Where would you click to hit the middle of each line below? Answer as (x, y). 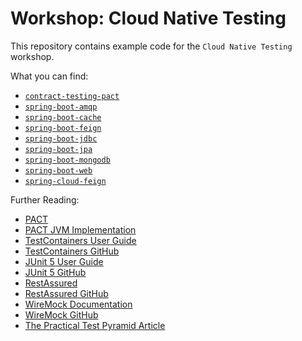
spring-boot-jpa (58, 149)
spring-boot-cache (63, 117)
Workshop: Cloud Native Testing (148, 18)
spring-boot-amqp (61, 107)
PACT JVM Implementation (80, 229)
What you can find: (49, 76)
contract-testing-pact (72, 96)
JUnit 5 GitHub (55, 272)
